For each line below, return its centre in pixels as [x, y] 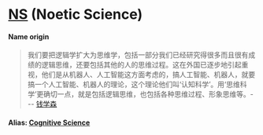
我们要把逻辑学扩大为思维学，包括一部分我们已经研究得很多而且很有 [138, 55]
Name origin [29, 36]
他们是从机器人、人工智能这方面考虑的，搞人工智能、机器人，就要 [148, 75]
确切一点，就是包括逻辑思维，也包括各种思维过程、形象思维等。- [148, 94]
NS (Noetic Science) [76, 15]
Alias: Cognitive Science [49, 122]
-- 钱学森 [42, 104]
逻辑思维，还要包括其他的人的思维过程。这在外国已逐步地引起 [141, 65]
